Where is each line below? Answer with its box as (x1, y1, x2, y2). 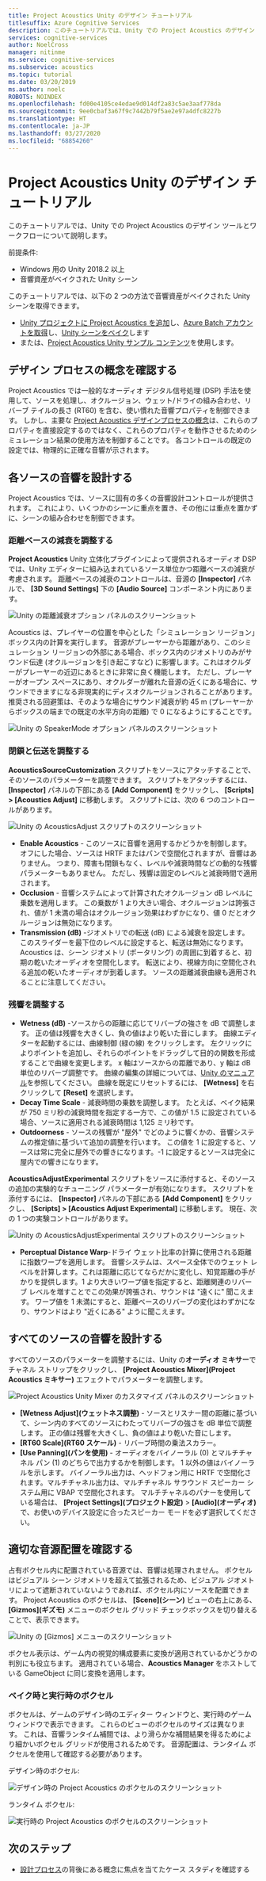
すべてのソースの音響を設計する (8, 1332, 163, 1346)
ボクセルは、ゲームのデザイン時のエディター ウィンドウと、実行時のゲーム (8, 1709, 252, 1719)
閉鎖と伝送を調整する (8, 746, 89, 757)
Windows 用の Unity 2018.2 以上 (19, 265, 125, 274)
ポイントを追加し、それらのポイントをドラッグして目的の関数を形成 (33, 1048, 256, 1057)
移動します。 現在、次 (185, 1203, 257, 1213)
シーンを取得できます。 (8, 301, 84, 311)
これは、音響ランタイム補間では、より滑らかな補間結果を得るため (23, 1729, 238, 1738)
